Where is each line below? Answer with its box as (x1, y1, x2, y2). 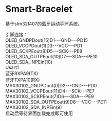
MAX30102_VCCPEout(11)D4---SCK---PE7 (5, 88, 95, 94)
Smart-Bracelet (5, 3, 73, 15)
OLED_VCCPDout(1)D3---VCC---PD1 (5, 42, 82, 49)
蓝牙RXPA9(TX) (5, 70, 39, 77)
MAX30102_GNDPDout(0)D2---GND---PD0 (5, 82, 97, 88)
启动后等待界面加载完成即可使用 (5, 110, 73, 116)
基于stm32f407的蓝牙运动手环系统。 (5, 20, 83, 27)
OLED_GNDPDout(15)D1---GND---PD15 (5, 37, 88, 43)
